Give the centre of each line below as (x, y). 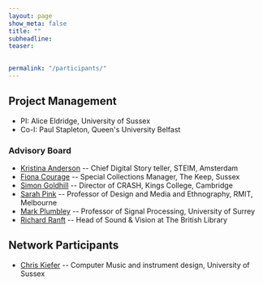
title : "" (25, 31)
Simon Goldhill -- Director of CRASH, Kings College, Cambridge (127, 185)
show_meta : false (38, 24)
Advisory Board (40, 150)
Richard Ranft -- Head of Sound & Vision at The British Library (124, 219)
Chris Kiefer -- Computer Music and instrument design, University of (135, 265)
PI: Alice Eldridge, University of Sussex (85, 121)
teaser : (22, 46)
